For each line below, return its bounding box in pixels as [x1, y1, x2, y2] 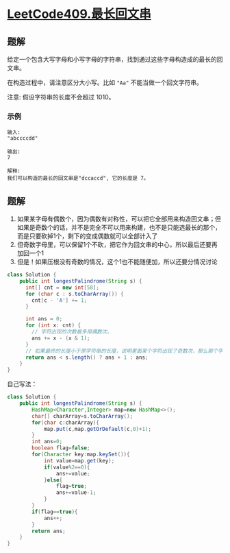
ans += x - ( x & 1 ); [31, 334, 90, 342]
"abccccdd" [7, 135, 38, 142]
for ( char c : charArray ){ [31, 419, 99, 426]
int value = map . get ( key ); [43, 457, 115, 464]
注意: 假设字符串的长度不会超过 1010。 [7, 93, 115, 101]
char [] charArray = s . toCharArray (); [31, 412, 133, 419]
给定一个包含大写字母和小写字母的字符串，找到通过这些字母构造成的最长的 [7, 56, 217, 63]
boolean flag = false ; [31, 445, 90, 451]
